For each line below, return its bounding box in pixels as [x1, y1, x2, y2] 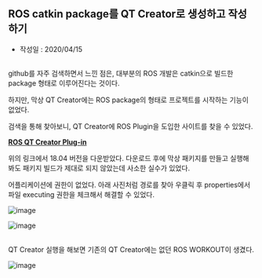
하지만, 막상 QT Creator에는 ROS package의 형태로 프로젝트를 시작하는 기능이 [8, 95, 249, 104]
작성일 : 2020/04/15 [19, 44, 83, 53]
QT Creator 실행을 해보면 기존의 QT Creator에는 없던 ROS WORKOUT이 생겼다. [8, 244, 255, 254]
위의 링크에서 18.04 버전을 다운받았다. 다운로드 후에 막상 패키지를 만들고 [8, 154, 229, 163]
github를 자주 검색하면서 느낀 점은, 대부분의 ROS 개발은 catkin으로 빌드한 [8, 69, 234, 79]
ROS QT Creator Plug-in [8, 137, 87, 147]
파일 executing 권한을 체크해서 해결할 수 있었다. [8, 190, 155, 199]
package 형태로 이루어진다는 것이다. [8, 79, 120, 88]
